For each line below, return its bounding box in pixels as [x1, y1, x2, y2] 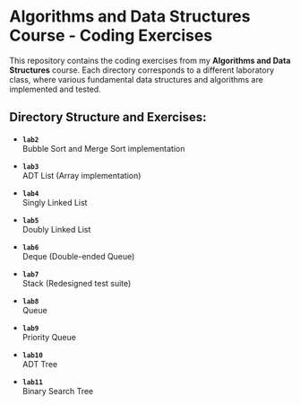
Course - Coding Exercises [9, 25, 213, 46]
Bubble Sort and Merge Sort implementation [21, 143, 185, 154]
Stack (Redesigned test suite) [21, 277, 132, 288]
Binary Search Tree [21, 385, 94, 396]
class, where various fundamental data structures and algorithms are [9, 74, 264, 84]
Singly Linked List [21, 197, 88, 207]
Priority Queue [21, 331, 76, 342]
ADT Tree [21, 358, 58, 369]
